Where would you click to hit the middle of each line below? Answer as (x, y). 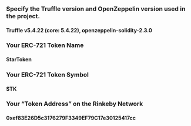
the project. (23, 16)
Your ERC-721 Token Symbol (48, 74)
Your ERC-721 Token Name (45, 45)
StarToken (19, 59)
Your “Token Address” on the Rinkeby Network (75, 104)
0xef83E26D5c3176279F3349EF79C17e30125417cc (71, 118)
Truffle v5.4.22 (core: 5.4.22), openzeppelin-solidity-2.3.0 (79, 30)
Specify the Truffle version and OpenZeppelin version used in (96, 9)
